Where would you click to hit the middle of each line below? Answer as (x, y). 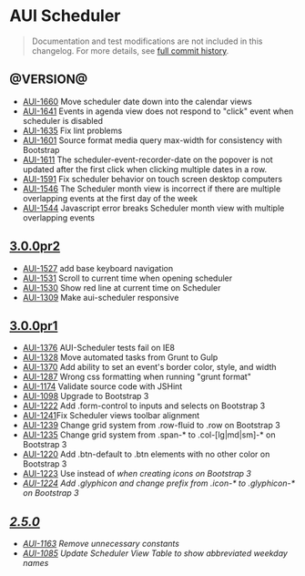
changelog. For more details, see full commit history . (130, 50)
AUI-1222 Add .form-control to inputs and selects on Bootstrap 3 (144, 406)
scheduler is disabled (62, 120)
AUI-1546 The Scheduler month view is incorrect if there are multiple (152, 189)
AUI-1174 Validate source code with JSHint (102, 386)
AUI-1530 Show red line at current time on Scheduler (122, 287)
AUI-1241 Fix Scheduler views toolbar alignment (111, 416)
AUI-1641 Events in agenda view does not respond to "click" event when (158, 111)
